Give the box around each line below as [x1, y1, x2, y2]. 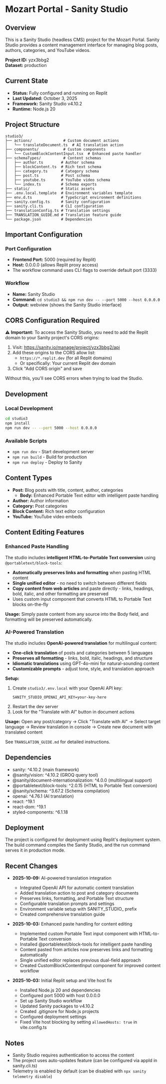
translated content [5, 729, 43, 735]
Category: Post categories [12, 503, 68, 509]
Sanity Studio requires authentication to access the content [12, 1052, 135, 1058]
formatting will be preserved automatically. [5, 616, 93, 622]
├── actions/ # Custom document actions [5, 138, 120, 143]
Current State [5, 76, 48, 85]
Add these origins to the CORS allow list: [12, 350, 96, 356]
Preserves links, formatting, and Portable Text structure [19, 896, 134, 902]
